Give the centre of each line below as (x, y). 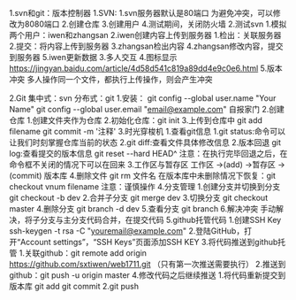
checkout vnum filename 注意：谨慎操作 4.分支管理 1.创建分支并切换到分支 (145, 187)
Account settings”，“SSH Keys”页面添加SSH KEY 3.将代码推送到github (149, 242)
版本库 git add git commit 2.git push (74, 286)
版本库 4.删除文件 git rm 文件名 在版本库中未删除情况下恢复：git (160, 176)
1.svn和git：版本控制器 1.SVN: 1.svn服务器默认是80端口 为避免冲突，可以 (141, 13)
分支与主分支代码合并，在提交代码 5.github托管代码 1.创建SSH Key (160, 220)
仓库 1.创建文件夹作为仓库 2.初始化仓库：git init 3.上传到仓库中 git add (136, 120)
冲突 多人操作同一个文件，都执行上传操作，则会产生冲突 (111, 79)
